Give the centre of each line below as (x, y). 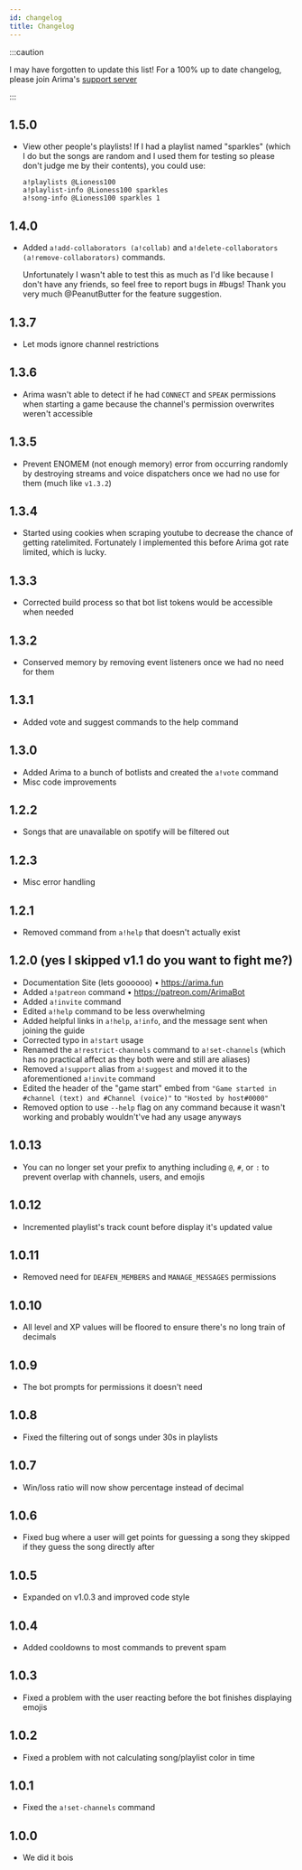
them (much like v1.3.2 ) (67, 483)
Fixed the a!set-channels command (89, 1808)
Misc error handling (59, 882)
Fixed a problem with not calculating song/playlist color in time (138, 1757)
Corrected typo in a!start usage (83, 1039)
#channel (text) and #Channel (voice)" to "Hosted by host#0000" (145, 1097)
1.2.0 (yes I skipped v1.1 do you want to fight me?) (151, 960)
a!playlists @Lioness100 (69, 183)
